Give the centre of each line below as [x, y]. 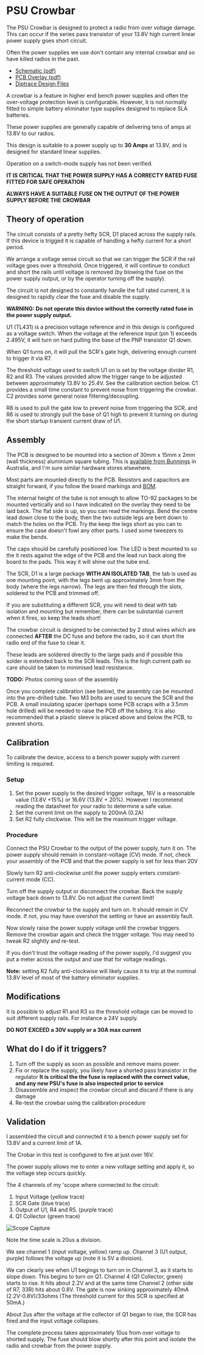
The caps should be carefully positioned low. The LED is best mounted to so [102, 549]
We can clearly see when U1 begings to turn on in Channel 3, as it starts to [100, 1270]
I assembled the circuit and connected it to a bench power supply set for [97, 1136]
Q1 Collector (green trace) [47, 1216]
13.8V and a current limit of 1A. [45, 1143]
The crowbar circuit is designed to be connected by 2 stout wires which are [101, 629]
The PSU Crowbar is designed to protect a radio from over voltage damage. [101, 27]
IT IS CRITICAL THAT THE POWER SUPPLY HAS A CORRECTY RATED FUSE [102, 175]
